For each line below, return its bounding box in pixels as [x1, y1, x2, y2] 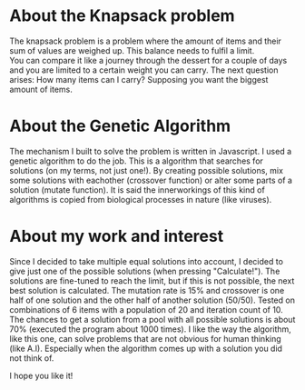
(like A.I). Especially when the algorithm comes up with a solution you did [9, 343, 283, 354]
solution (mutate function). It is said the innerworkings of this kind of [9, 184, 265, 195]
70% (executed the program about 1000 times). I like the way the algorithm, [9, 324, 292, 335]
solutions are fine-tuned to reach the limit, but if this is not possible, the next [9, 275, 295, 286]
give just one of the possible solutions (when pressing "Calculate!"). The [9, 265, 280, 276]
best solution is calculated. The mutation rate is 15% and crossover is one [9, 285, 285, 295]
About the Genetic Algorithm [9, 115, 231, 136]
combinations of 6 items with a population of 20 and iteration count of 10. [9, 304, 283, 315]
